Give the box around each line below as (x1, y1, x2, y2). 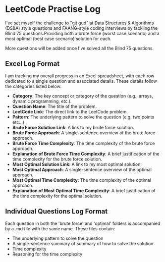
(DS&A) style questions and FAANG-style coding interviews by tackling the (5, 25, 158, 31)
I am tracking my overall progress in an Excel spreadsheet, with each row (5, 73, 155, 79)
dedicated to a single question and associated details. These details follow (5, 78, 157, 84)
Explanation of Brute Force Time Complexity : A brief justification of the (12, 151, 160, 157)
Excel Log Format (5, 59, 60, 68)
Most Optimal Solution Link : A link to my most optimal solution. (12, 161, 142, 167)
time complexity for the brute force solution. (12, 156, 103, 162)
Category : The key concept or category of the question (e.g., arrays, (12, 93, 153, 99)
